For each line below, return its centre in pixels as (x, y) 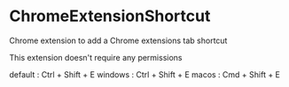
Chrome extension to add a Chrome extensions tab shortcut (118, 40)
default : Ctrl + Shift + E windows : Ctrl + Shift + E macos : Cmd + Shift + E (145, 74)
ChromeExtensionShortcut (110, 16)
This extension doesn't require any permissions (96, 57)
